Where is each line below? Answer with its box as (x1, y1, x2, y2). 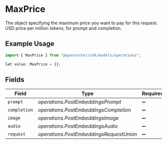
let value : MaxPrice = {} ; (5, 62, 61, 67)
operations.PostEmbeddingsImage (38, 115, 119, 122)
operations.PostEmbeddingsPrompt (38, 98, 121, 105)
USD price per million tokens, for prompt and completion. (5, 25, 122, 31)
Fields (5, 75, 25, 84)
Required (142, 90, 164, 97)
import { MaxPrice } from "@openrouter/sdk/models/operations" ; (5, 53, 141, 58)
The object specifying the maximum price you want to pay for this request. (5, 20, 158, 26)
